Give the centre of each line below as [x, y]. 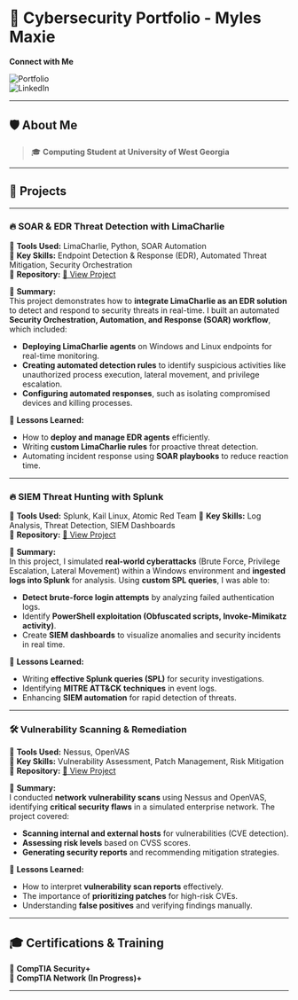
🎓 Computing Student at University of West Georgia [130, 152]
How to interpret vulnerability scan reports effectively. [123, 887]
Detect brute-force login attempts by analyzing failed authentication [148, 598]
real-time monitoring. [61, 355]
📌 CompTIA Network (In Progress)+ [75, 978]
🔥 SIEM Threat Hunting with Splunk [86, 496]
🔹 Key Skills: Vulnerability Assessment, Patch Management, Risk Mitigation [147, 762]
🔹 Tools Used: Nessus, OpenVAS [70, 752]
